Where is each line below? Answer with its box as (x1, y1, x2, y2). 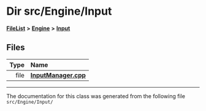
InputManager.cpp (30, 71, 86, 79)
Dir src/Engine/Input (6, 4, 112, 18)
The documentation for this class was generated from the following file (6, 92, 186, 99)
